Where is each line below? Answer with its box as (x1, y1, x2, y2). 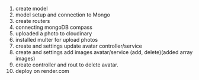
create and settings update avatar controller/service (15, 42, 143, 49)
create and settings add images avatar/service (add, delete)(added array (15, 49, 193, 55)
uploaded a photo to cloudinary (15, 30, 92, 37)
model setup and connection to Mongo (15, 11, 110, 18)
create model (15, 5, 48, 12)
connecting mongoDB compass (15, 24, 92, 31)
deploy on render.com (15, 68, 70, 74)
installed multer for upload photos (15, 36, 98, 43)
